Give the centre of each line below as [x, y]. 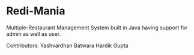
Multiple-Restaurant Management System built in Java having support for [97, 27]
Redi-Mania [36, 11]
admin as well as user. [34, 33]
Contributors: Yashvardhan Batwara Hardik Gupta [67, 45]
